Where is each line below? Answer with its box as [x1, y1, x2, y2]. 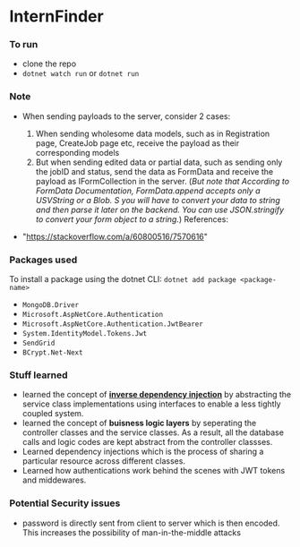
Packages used [9, 253, 78, 266]
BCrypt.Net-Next [21, 348, 83, 357]
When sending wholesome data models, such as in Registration [35, 128, 270, 139]
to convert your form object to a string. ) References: [35, 213, 228, 225]
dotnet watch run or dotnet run [21, 68, 140, 79]
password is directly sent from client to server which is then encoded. [21, 517, 280, 528]
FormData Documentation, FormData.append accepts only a [35, 185, 261, 196]
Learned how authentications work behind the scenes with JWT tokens [21, 466, 286, 476]
